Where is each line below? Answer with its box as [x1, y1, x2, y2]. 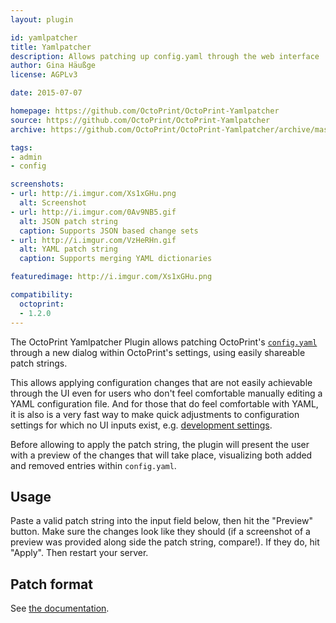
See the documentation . [10, 602, 110, 615]
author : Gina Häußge [10, 61, 97, 71]
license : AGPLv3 [10, 70, 78, 80]
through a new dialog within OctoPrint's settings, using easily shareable [10, 346, 306, 358]
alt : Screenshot [19, 198, 87, 208]
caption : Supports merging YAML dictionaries [19, 254, 213, 264]
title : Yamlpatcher [10, 42, 92, 52]
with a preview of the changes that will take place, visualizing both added [10, 449, 313, 461]
